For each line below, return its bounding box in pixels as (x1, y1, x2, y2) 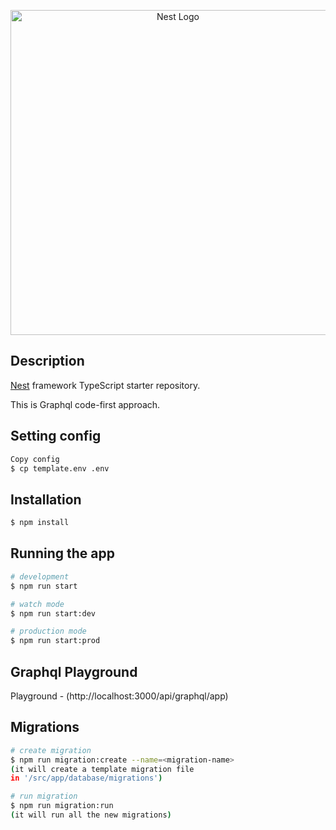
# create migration (10, 745, 92, 755)
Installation (10, 491, 82, 508)
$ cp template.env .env (10, 463, 110, 474)
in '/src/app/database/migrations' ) (10, 773, 163, 784)
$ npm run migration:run (10, 801, 114, 811)
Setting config (10, 428, 102, 445)
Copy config (10, 454, 60, 464)
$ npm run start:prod (10, 636, 101, 646)
